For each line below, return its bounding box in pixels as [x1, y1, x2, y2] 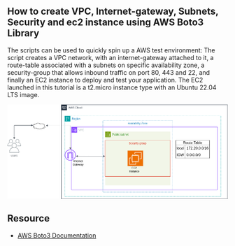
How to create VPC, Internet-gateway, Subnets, [7, 6, 219, 17]
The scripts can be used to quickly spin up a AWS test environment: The [7, 45, 215, 55]
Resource [7, 212, 50, 224]
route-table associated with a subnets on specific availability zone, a [7, 61, 205, 69]
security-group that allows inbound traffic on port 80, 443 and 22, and [7, 68, 211, 76]
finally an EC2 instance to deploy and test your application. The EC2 [7, 75, 204, 84]
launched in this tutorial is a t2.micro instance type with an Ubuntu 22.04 [7, 83, 217, 92]
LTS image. [7, 90, 40, 99]
